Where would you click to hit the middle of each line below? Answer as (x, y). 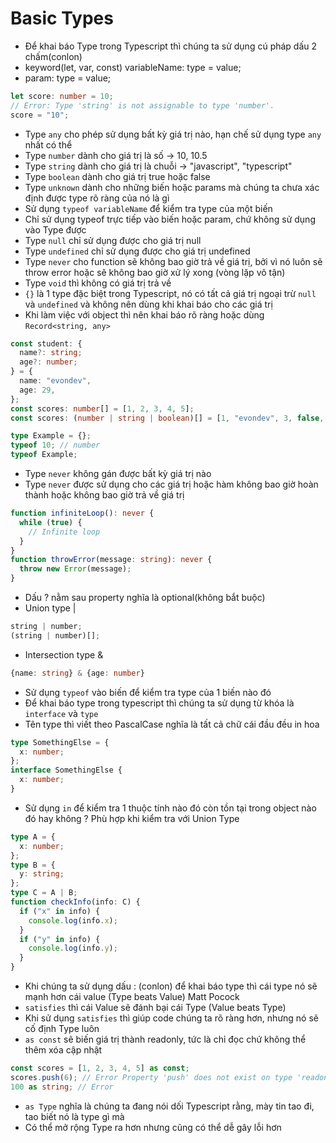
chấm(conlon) (53, 56)
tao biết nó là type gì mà (74, 1116)
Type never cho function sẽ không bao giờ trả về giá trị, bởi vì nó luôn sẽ (173, 261)
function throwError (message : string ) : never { (111, 560)
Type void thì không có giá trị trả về (98, 283)
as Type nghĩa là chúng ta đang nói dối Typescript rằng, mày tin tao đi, (169, 1106)
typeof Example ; (44, 455)
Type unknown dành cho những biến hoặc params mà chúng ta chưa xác (172, 187)
